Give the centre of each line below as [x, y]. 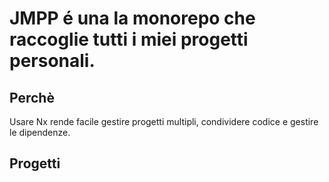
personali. [52, 61]
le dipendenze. [40, 132]
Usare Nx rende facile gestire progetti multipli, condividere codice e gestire [164, 121]
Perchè [32, 97]
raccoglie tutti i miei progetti [129, 39]
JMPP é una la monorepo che [132, 18]
